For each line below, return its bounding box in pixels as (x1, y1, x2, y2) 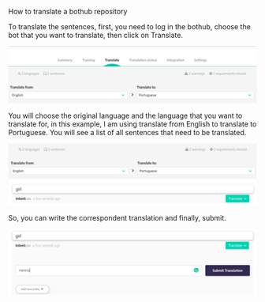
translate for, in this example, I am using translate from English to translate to (8, 119, 257, 129)
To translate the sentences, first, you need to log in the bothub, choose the (8, 22, 251, 31)
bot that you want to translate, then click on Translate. (8, 31, 184, 40)
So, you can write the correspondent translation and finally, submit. (8, 213, 226, 223)
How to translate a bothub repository (8, 7, 128, 16)
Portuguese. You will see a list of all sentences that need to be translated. (8, 128, 247, 138)
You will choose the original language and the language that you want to (8, 111, 243, 121)
